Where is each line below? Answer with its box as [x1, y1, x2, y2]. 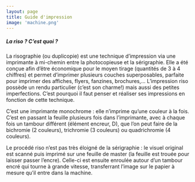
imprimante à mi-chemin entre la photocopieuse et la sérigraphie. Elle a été [6, 59, 189, 66]
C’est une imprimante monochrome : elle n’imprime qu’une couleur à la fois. [6, 108, 190, 115]
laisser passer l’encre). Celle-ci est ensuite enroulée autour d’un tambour [6, 157, 183, 164]
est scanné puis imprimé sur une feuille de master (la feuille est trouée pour [6, 151, 190, 158]
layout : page [6, 8, 38, 15]
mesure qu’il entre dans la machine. [6, 169, 93, 177]
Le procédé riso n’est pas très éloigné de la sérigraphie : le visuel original [6, 144, 184, 151]
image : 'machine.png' [6, 19, 60, 25]
